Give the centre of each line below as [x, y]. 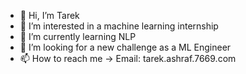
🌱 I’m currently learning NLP [78, 36]
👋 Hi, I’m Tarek [49, 15]
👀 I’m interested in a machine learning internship [119, 26]
